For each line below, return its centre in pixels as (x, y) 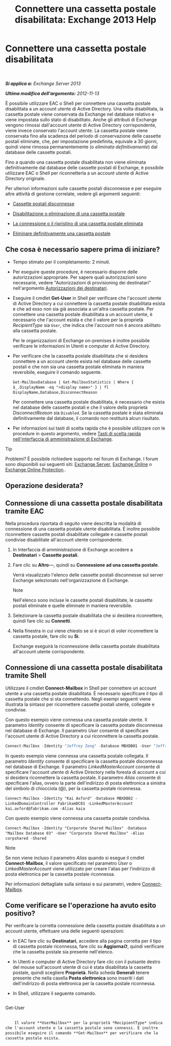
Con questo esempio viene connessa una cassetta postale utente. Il (76, 720)
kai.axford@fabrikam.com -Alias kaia (45, 809)
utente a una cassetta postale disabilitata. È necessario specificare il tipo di (84, 693)
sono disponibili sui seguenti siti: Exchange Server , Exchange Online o (79, 464)
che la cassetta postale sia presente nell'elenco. (63, 952)
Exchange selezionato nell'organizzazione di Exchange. (71, 580)
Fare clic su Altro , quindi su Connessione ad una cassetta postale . (86, 565)
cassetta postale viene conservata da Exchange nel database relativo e (80, 114)
